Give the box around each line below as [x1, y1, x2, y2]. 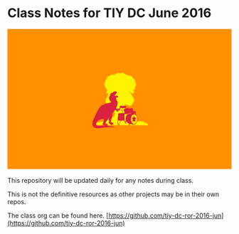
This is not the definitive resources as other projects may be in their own [7, 190, 219, 198]
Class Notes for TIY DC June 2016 [7, 5, 212, 21]
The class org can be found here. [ [7, 211, 109, 220]
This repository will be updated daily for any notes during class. [7, 176, 194, 184]
